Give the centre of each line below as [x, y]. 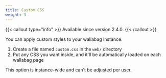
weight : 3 [16, 15]
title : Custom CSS [25, 10]
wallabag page [28, 60]
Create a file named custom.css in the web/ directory [67, 49]
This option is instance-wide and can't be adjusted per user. [68, 70]
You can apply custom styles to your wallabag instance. [64, 39]
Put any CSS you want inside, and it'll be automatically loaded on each [87, 55]
